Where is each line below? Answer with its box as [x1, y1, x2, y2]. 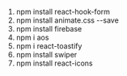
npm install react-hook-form [15, 7, 111, 16]
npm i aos [15, 32, 49, 42]
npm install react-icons [15, 58, 93, 68]
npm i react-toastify [15, 41, 83, 51]
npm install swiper [15, 50, 78, 59]
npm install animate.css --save [15, 15, 119, 25]
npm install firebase [15, 24, 83, 33]
